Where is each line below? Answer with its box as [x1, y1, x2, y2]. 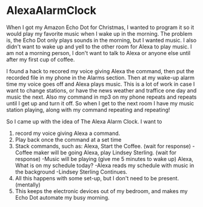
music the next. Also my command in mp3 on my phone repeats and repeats [6, 93, 197, 100]
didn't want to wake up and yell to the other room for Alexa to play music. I [6, 43, 192, 50]
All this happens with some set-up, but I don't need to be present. [15, 174, 179, 182]
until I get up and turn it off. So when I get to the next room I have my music [6, 99, 195, 107]
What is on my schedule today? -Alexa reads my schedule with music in [15, 162, 195, 169]
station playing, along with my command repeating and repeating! [6, 106, 170, 113]
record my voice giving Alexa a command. [15, 130, 121, 137]
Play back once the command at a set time [15, 136, 122, 143]
